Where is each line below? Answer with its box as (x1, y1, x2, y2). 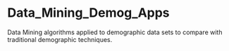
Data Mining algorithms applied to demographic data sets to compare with (7, 28, 223, 36)
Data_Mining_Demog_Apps (7, 5, 171, 21)
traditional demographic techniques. (7, 35, 113, 43)
